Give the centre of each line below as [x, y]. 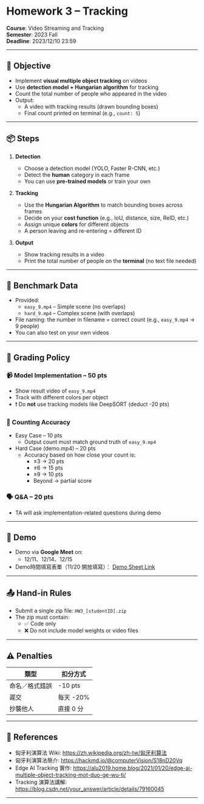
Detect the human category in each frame [77, 174]
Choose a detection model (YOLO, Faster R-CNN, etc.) [92, 168]
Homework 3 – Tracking [67, 11]
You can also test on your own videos [62, 333]
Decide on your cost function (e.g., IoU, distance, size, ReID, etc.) [107, 218]
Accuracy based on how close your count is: [80, 455]
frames [33, 211]
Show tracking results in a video [64, 254]
